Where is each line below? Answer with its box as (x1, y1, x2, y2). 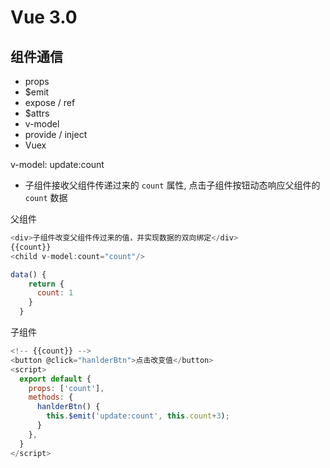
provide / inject (24, 129, 88, 140)
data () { (10, 269, 47, 280)
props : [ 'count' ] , (28, 383, 105, 393)
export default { (19, 374, 92, 384)
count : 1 (36, 288, 74, 298)
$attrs (24, 107, 50, 119)
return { (28, 279, 65, 289)
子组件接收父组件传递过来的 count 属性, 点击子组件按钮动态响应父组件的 (24, 179, 321, 191)
